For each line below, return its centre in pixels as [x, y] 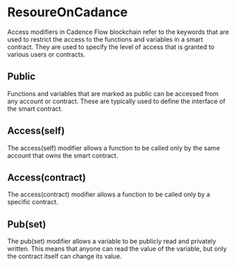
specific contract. [33, 202]
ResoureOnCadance [68, 12]
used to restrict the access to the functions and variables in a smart [105, 39]
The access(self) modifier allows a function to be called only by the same [114, 148]
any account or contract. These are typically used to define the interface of [116, 101]
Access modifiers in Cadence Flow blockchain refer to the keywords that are [118, 32]
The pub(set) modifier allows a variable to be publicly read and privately [112, 242]
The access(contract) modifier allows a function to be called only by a [109, 194]
